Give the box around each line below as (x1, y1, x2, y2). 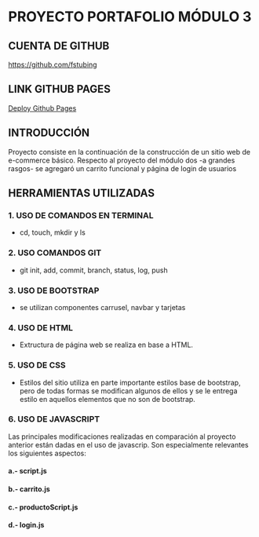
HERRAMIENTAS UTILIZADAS (8, 187, 155, 200)
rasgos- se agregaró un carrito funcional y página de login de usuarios (8, 163, 237, 173)
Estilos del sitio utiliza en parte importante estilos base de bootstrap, (19, 378, 241, 387)
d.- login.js (8, 521, 45, 530)
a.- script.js (8, 466, 47, 476)
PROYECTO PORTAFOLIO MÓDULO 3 (8, 8, 252, 26)
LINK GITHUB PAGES (8, 82, 111, 96)
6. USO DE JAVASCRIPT (8, 414, 100, 425)
